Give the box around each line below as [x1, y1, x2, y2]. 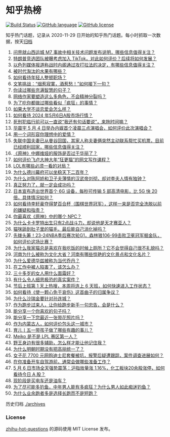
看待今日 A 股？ [13, 371, 46, 377]
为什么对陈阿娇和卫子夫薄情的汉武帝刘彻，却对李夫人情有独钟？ [13, 175, 146, 181]
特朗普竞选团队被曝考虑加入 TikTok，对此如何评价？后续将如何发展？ [13, 55, 157, 61]
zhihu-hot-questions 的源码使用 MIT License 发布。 [6, 426, 113, 432]
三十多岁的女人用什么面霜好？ [13, 270, 75, 276]
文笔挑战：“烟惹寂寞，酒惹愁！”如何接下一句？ [13, 80, 111, 86]
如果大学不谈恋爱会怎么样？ [13, 106, 71, 112]
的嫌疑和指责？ [13, 207, 45, 213]
